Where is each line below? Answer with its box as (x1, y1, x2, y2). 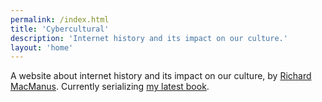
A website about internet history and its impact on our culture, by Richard (10, 70, 312, 82)
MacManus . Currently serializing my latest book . (10, 81, 210, 93)
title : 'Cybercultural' (10, 24, 110, 34)
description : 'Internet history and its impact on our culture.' (10, 33, 288, 43)
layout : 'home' (10, 42, 74, 53)
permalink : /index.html (10, 14, 110, 25)
